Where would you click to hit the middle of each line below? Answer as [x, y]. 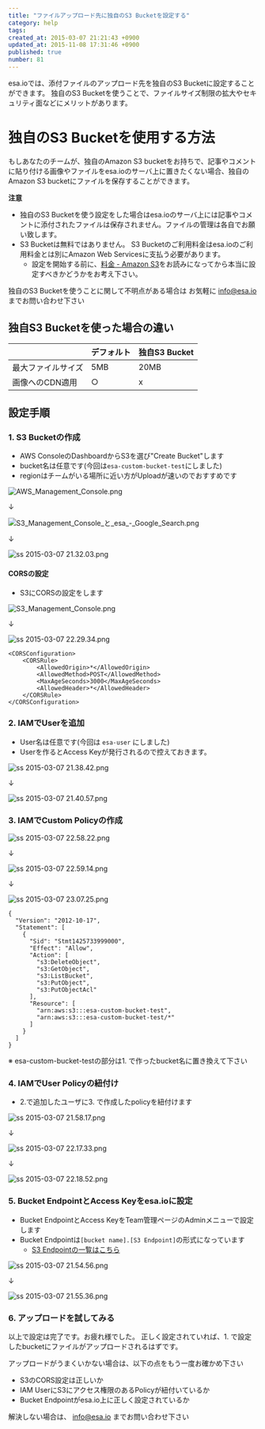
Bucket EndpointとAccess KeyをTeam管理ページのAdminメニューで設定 [137, 1219]
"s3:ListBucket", [65, 976]
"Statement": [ [40, 928]
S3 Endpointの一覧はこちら [76, 1249]
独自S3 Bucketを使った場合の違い [91, 328]
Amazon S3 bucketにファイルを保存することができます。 [101, 181]
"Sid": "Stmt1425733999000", [77, 942]
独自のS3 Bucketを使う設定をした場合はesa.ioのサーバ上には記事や [129, 214]
